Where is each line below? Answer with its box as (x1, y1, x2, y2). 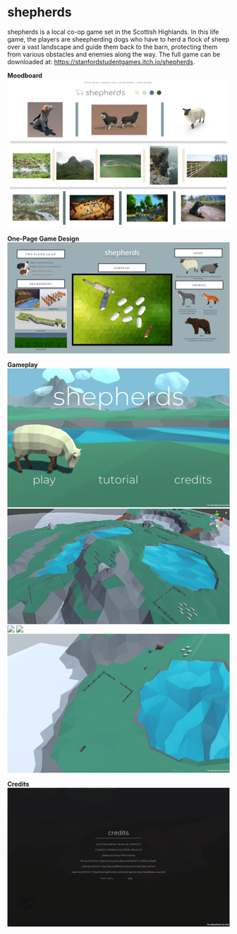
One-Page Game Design (7, 234, 80, 243)
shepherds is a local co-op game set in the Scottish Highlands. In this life (7, 28, 219, 36)
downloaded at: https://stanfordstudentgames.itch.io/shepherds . (7, 57, 195, 66)
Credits (7, 780, 30, 789)
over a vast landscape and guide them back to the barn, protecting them (7, 42, 218, 51)
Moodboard (7, 71, 42, 80)
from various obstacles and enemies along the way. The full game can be (7, 50, 221, 59)
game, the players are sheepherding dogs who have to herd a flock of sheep (7, 35, 230, 43)
